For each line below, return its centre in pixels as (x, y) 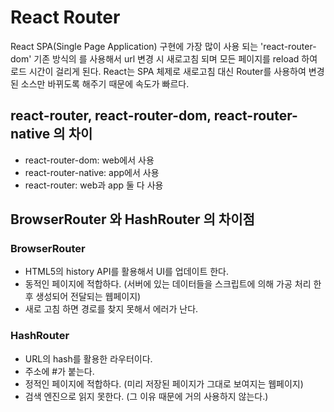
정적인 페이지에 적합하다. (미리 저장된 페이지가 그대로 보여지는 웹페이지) (164, 383)
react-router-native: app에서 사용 (92, 172)
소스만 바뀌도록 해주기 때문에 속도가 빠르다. (105, 83)
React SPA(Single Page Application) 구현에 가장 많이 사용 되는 (134, 46)
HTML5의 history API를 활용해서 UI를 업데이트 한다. (126, 272)
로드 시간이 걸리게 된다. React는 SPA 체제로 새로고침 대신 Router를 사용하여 (158, 71)
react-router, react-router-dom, (111, 116)
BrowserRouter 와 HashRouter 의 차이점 (132, 219)
